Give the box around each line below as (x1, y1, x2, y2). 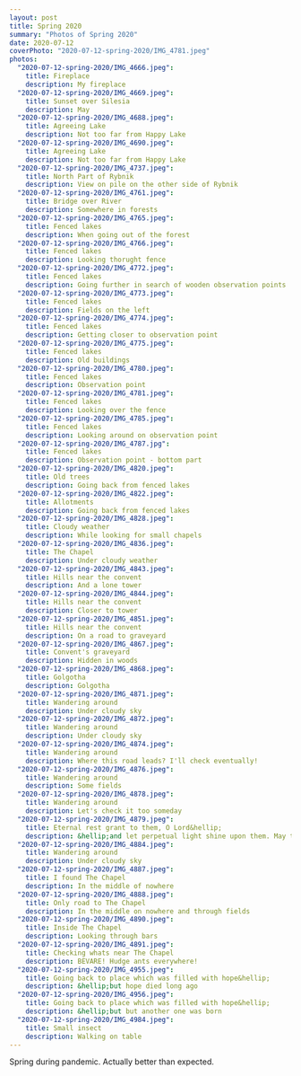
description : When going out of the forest (25, 230, 191, 239)
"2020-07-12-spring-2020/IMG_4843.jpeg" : (17, 564, 175, 573)
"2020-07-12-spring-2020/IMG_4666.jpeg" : (17, 64, 175, 73)
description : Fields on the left (25, 305, 150, 314)
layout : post (9, 13, 58, 22)
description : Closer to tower (25, 606, 139, 615)
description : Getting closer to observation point (25, 331, 219, 340)
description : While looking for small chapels (25, 531, 202, 540)
